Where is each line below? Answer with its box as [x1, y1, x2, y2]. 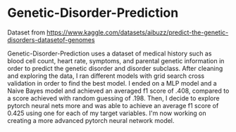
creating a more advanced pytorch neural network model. [7, 116, 175, 124]
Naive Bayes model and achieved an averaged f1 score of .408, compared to [7, 86, 230, 95]
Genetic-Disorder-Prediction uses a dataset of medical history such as [7, 49, 212, 58]
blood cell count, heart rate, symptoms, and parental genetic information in [7, 56, 225, 65]
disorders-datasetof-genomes [7, 35, 95, 44]
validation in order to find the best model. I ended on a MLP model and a [7, 79, 217, 87]
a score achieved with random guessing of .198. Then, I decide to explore [7, 93, 220, 103]
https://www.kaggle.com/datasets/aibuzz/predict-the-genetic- [46, 28, 229, 37]
